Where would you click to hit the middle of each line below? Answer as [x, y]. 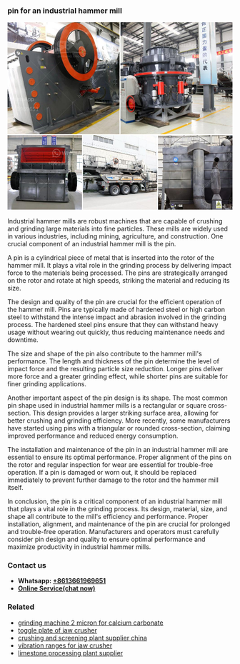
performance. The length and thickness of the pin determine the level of [114, 361]
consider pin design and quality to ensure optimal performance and [106, 539]
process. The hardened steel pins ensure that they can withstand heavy [113, 324]
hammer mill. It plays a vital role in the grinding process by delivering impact [120, 265]
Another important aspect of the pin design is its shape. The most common [118, 398]
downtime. [23, 339]
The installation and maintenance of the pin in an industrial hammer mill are [118, 449]
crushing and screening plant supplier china [82, 638]
